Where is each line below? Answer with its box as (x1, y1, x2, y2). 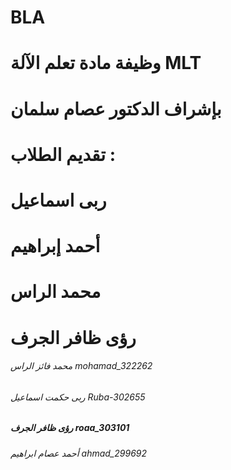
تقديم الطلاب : (10, 143, 117, 166)
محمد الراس (10, 281, 102, 303)
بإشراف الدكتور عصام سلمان (10, 97, 222, 120)
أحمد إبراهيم (10, 235, 101, 258)
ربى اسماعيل (10, 189, 107, 211)
